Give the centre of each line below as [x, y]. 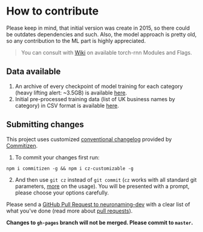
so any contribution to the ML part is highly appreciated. [76, 41]
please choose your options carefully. [62, 193]
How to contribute [53, 11]
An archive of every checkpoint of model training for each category [99, 86]
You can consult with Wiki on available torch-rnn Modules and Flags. [106, 52]
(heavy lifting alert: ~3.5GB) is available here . [71, 93]
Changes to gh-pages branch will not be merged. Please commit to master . [100, 222]
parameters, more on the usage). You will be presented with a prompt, [102, 186]
